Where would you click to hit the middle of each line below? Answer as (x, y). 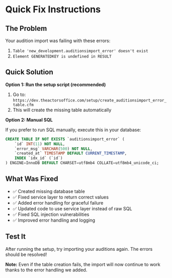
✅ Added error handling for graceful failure (58, 203)
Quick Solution (29, 72)
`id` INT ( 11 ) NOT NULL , (40, 144)
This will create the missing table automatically (62, 110)
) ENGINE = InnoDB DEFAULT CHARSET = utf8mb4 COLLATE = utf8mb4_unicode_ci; (82, 163)
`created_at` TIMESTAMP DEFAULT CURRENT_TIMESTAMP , (71, 153)
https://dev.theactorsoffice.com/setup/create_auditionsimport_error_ (90, 100)
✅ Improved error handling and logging (54, 220)
